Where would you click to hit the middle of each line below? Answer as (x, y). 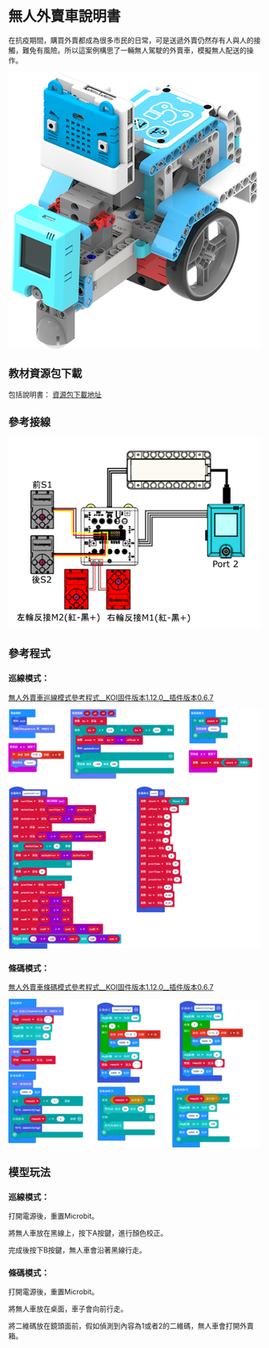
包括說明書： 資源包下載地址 (55, 394)
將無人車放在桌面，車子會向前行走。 (68, 1309)
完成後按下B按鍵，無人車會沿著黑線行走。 (77, 1250)
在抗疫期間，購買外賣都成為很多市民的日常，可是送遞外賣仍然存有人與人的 (131, 40)
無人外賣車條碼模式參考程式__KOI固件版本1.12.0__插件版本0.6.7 (111, 988)
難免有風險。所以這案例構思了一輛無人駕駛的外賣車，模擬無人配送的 (134, 50)
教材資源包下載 (45, 374)
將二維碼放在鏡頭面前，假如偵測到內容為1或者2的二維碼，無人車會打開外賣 (131, 1326)
